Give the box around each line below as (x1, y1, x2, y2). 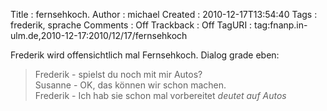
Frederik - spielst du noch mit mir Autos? (34, 69, 203, 80)
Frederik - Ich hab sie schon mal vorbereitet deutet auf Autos (34, 90, 287, 101)
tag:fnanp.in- (254, 19, 308, 31)
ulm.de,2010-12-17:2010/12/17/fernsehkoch (10, 30, 188, 41)
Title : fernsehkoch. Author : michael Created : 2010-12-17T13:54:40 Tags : (10, 9, 318, 20)
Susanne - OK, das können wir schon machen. (34, 79, 227, 91)
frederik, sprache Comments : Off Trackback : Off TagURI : (10, 19, 253, 31)
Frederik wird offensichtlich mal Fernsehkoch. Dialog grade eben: (10, 49, 280, 61)
